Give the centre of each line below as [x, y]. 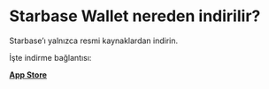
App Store [28, 74]
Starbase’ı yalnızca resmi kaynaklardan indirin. [94, 41]
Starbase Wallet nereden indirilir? [135, 16]
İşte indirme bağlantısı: [50, 57]
